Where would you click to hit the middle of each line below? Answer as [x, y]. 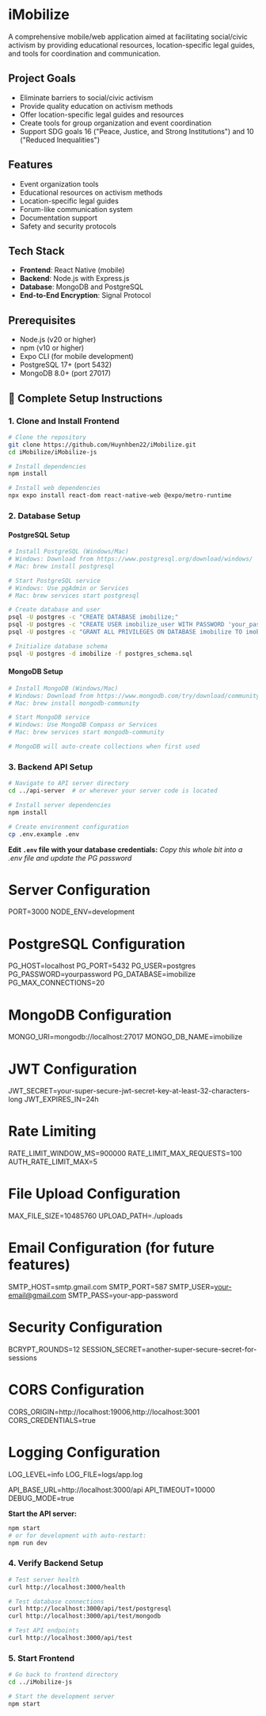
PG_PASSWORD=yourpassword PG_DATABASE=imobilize [102, 974]
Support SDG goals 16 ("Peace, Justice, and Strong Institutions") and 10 [137, 131]
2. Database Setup [44, 515]
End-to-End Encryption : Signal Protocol [85, 295]
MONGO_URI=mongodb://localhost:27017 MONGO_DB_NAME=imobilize [125, 1037]
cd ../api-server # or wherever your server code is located [113, 791]
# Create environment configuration [68, 827]
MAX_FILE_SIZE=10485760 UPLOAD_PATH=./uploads [96, 1216]
